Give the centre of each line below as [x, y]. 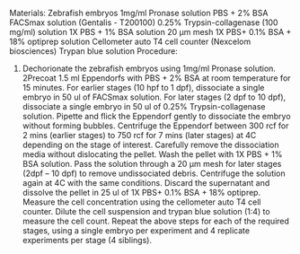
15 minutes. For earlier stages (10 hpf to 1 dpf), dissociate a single [143, 88]
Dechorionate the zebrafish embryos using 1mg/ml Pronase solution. [149, 68]
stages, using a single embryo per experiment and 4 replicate [136, 231]
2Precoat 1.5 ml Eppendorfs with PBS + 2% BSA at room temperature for [156, 78]
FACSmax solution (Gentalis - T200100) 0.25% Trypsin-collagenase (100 [144, 22]
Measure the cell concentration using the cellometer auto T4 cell [141, 202]
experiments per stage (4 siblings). [87, 240]
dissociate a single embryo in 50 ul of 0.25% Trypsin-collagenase [144, 106]
